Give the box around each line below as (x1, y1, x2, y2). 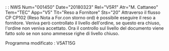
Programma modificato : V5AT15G (5, 40, 76, 46)
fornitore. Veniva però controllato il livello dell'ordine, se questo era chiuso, (5, 20, 161, 26)
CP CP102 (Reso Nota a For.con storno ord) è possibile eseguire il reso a (5, 15, 156, 20)
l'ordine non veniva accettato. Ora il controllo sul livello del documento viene (5, 25, 164, 31)
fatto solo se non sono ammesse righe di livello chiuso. (5, 31, 120, 36)
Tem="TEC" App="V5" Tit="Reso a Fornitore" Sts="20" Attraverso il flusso (5, 9, 160, 15)
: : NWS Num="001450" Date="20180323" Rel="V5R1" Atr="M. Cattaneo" (5, 4, 158, 10)
